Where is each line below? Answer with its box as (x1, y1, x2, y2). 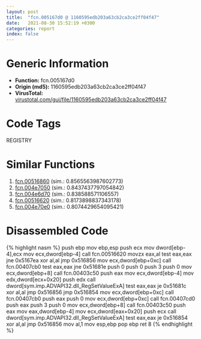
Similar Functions (6, 158, 95, 172)
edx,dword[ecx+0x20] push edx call (6, 275, 96, 283)
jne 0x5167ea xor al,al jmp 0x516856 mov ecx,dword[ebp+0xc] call (6, 256, 172, 264)
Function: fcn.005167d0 (14, 77, 75, 84)
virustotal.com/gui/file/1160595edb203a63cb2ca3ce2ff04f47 (14, 96, 167, 103)
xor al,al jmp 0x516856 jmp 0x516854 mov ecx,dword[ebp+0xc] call (6, 289, 174, 296)
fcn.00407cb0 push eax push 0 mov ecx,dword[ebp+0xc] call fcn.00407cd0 (6, 295, 196, 302)
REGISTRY (6, 137, 32, 144)
